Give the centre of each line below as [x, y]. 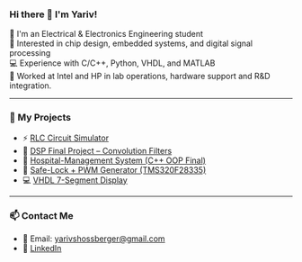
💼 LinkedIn [42, 248]
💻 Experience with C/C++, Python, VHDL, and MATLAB [112, 63]
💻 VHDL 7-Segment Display [75, 180]
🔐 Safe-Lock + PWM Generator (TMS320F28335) [114, 169]
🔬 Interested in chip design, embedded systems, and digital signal [131, 43]
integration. [31, 86]
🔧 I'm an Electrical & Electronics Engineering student [107, 34]
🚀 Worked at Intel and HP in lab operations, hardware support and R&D [140, 77]
